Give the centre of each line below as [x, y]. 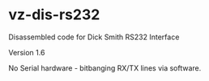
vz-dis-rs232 [54, 15]
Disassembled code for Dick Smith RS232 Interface [94, 37]
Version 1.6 [27, 52]
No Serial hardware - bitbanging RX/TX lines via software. [105, 68]
